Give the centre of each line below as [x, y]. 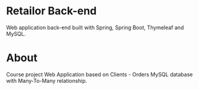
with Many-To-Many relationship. [47, 80]
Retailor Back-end [52, 11]
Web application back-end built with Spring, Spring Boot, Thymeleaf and [95, 27]
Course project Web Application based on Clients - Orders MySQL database [99, 74]
